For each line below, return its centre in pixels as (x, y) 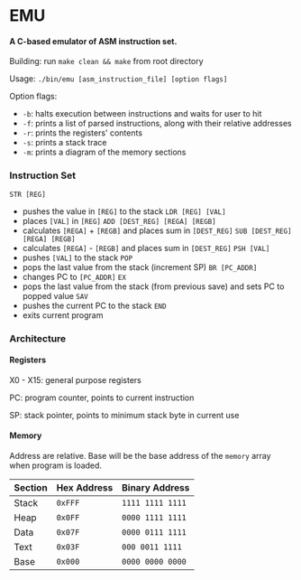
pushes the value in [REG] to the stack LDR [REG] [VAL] (124, 211)
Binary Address (155, 488)
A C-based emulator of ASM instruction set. (93, 41)
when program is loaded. (55, 465)
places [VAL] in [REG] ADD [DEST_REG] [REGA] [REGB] (119, 220)
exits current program (63, 315)
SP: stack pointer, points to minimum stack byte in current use (124, 415)
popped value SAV (55, 295)
